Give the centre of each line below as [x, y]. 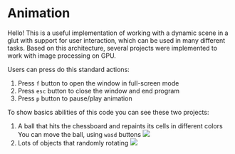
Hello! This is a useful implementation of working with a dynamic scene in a [118, 33]
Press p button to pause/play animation [75, 98]
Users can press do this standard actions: [68, 69]
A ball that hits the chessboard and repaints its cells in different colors [120, 125]
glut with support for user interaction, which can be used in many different [116, 40]
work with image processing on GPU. [62, 56]
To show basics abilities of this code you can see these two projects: [108, 112]
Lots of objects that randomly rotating [73, 143]
